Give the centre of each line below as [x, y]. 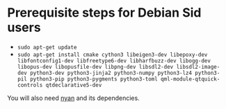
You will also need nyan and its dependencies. [74, 98]
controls [30, 85]
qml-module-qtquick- [191, 79]
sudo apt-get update [47, 47]
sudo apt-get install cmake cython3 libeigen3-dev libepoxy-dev [112, 54]
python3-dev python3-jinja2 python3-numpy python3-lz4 [111, 73]
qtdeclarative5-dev [74, 85]
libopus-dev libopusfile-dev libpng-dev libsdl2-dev [95, 67]
